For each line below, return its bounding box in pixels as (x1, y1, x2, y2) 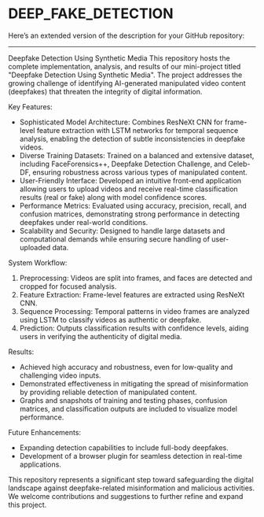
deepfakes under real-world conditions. (19, 217, 148, 227)
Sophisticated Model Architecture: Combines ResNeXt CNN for (19, 117, 224, 127)
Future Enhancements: (8, 427, 81, 437)
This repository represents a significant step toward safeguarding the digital (8, 475, 254, 484)
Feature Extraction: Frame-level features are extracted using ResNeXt (19, 290, 245, 299)
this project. (8, 500, 47, 509)
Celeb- (227, 159, 251, 168)
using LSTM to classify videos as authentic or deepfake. (19, 315, 202, 324)
